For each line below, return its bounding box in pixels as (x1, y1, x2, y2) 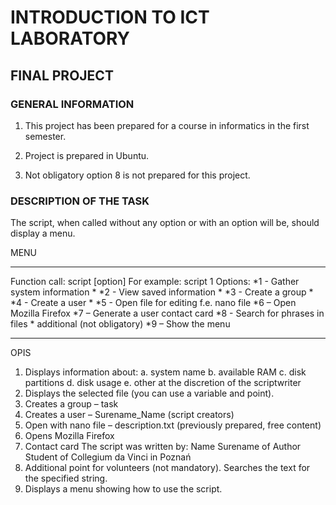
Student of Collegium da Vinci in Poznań (24, 451, 192, 463)
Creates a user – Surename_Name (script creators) (24, 409, 235, 421)
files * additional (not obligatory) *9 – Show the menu (10, 318, 231, 330)
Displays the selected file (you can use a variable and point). (24, 387, 275, 400)
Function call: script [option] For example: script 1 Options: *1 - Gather (10, 276, 300, 288)
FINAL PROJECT (10, 67, 114, 84)
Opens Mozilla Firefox (24, 430, 115, 442)
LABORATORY (10, 27, 131, 50)
